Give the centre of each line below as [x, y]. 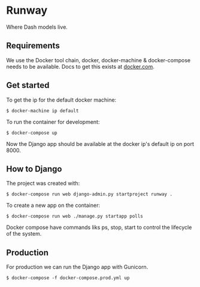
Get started [28, 85]
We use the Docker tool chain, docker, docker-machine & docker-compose [98, 60]
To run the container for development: [53, 122]
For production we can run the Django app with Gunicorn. [77, 267]
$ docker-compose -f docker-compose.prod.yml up [68, 278]
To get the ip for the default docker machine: [61, 100]
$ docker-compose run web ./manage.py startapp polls [75, 216]
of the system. [24, 234]
